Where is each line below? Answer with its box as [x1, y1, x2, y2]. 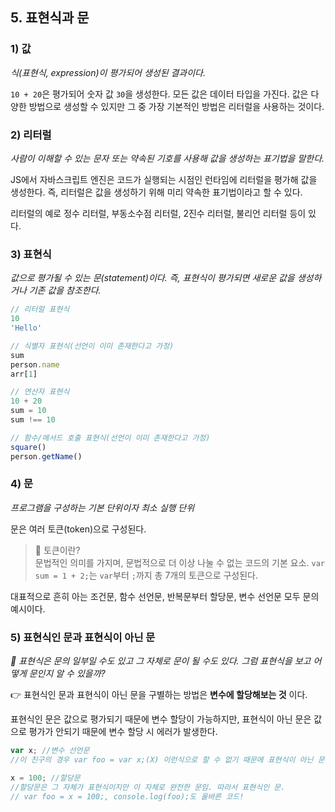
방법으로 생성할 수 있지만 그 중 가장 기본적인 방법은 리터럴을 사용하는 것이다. [28, 100, 325, 112]
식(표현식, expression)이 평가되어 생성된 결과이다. [10, 66, 207, 78]
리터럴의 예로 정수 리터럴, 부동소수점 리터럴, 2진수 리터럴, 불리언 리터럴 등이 [10, 207, 307, 219]
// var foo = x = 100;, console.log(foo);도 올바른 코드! [10, 791, 245, 802]
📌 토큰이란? [34, 544, 81, 556]
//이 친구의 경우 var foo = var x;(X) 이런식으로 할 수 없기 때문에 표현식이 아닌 [10, 755, 314, 765]
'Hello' [10, 323, 43, 333]
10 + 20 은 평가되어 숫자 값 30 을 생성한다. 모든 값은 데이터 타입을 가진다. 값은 [10, 88, 309, 100]
